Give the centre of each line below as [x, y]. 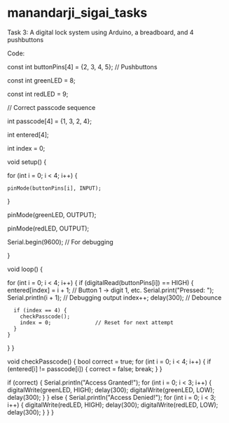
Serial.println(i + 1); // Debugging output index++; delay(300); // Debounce [114, 297]
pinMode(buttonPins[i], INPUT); [54, 188]
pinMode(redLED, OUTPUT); [48, 228]
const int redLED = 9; [38, 94]
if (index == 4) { [41, 310]
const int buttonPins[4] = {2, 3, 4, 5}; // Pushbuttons [82, 67]
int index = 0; [26, 148]
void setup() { [27, 162]
